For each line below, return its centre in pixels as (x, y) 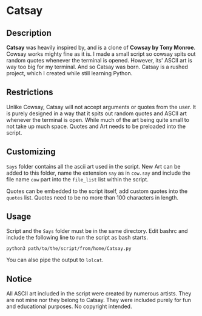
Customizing (31, 152)
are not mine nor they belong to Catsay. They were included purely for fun (99, 300)
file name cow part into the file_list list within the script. (77, 179)
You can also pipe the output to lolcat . (55, 260)
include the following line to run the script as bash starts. (77, 238)
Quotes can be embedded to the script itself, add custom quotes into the (97, 191)
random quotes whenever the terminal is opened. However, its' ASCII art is (99, 60)
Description (29, 33)
